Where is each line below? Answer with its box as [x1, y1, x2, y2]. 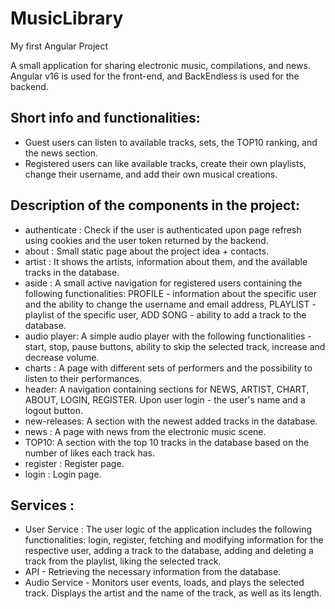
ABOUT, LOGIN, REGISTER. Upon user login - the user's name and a [24, 393, 306, 406]
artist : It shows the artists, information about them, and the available [24, 255, 308, 267]
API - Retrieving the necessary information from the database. [24, 566, 282, 578]
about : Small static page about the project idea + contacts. [24, 245, 270, 257]
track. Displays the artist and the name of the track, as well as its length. [24, 587, 322, 599]
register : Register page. [24, 457, 125, 469]
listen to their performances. [24, 372, 143, 384]
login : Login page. [24, 468, 102, 480]
